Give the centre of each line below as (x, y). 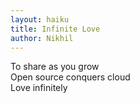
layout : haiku (40, 19)
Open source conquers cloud (70, 77)
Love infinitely (39, 88)
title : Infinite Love (55, 29)
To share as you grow (55, 67)
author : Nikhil (42, 38)
